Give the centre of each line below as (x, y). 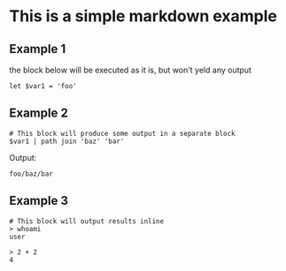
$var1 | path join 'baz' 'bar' (67, 141)
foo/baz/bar (31, 174)
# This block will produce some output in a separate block (123, 133)
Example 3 (39, 201)
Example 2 (39, 113)
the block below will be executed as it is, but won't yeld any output (131, 70)
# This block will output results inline (87, 221)
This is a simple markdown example (143, 16)
